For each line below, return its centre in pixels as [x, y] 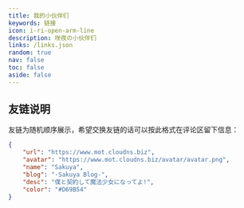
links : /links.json [41, 45]
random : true [30, 53]
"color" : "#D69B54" [55, 189]
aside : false [30, 75]
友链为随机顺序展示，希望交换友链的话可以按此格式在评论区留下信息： [124, 130]
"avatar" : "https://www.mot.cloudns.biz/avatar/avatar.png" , [126, 160]
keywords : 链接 [32, 23]
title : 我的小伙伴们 [39, 16]
